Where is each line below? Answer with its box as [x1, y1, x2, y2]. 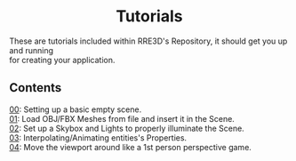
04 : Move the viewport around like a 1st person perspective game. [9, 141, 252, 152]
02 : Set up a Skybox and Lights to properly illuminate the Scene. [9, 123, 244, 133]
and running [9, 44, 53, 55]
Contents [9, 80, 62, 95]
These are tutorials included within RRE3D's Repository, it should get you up [9, 36, 288, 46]
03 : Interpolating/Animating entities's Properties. [9, 132, 188, 143]
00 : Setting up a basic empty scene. [9, 104, 142, 115]
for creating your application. [9, 54, 116, 65]
